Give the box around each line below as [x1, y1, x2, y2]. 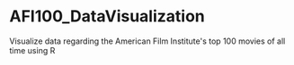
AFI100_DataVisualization [9, 6, 205, 27]
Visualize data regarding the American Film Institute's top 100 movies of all [9, 36, 286, 46]
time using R [9, 45, 56, 55]
